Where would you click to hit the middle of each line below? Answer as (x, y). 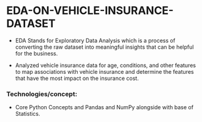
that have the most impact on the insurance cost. (77, 78)
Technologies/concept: (42, 94)
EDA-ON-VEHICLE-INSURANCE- (90, 11)
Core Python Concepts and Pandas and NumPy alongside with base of (104, 107)
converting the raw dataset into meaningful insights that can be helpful (104, 47)
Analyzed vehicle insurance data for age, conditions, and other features (105, 65)
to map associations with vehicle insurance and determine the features (104, 71)
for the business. (36, 53)
